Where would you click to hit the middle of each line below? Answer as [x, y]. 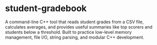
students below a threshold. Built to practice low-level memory [68, 32]
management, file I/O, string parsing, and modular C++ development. [75, 37]
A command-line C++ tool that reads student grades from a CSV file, [74, 22]
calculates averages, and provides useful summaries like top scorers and [79, 27]
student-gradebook [46, 8]
